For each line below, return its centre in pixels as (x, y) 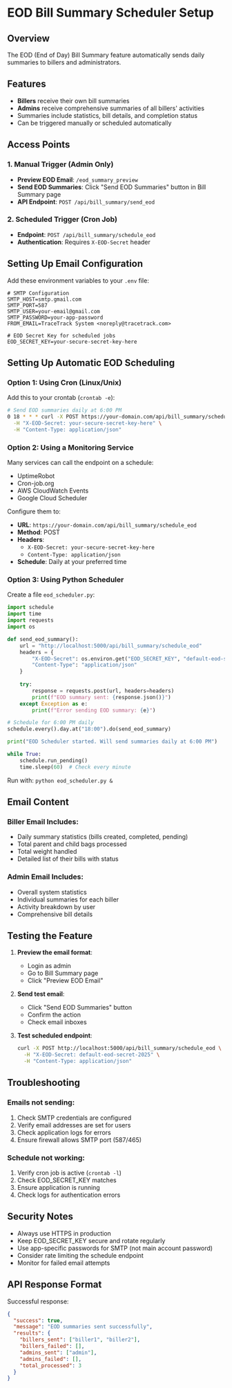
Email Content (38, 802)
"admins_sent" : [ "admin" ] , (58, 1353)
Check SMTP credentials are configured (74, 1118)
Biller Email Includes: (43, 821)
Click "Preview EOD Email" (65, 981)
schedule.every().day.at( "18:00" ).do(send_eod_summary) (89, 729)
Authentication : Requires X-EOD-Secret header (84, 242)
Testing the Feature (50, 936)
